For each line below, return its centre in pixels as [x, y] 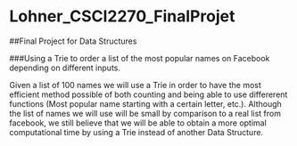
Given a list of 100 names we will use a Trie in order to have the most [135, 85]
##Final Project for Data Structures [73, 41]
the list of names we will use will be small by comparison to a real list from [145, 113]
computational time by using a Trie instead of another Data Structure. [136, 132]
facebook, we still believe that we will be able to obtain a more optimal [138, 123]
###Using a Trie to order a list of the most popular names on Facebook [140, 58]
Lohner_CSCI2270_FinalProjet [122, 16]
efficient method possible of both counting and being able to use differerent [148, 94]
